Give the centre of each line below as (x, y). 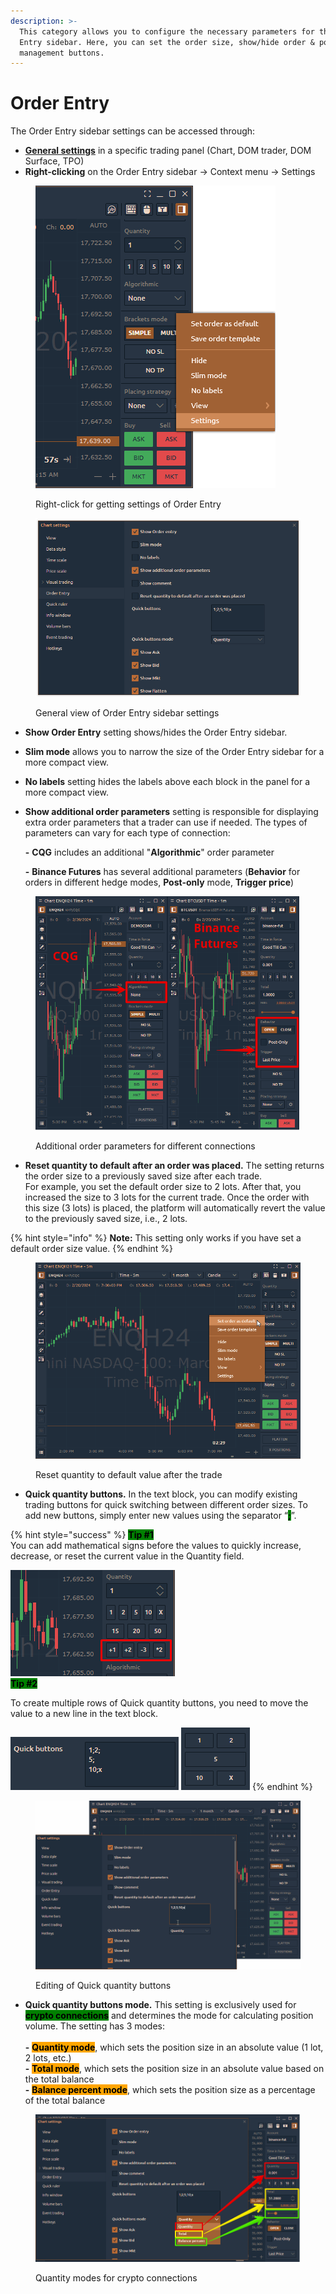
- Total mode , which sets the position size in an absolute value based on (174, 2069)
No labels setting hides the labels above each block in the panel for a (167, 781)
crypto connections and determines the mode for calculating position (169, 2016)
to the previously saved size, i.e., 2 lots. (106, 1218)
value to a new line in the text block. (84, 1713)
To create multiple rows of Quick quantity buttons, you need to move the (159, 1702)
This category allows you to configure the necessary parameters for (167, 31)
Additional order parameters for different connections (145, 1146)
